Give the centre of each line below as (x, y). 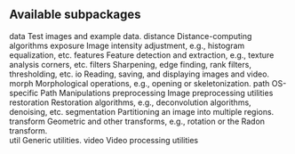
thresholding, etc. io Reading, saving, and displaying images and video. (139, 74)
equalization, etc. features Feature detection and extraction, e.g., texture (142, 55)
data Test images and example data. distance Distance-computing (131, 36)
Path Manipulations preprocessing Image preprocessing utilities (157, 93)
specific (24, 93)
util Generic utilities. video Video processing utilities (104, 140)
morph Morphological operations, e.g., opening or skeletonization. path (140, 83)
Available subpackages (75, 15)
